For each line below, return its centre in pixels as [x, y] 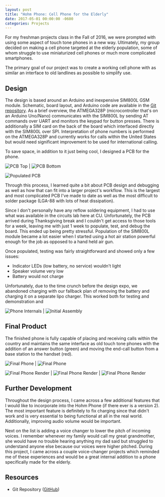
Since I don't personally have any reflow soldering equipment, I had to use [80, 210]
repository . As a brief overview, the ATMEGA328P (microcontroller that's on [82, 110]
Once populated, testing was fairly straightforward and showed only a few [80, 251]
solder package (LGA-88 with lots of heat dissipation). [60, 201]
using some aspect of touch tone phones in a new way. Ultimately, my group [82, 43]
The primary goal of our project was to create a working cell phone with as [81, 68]
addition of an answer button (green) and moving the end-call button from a [82, 349]
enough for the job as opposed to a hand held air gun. [60, 242]
